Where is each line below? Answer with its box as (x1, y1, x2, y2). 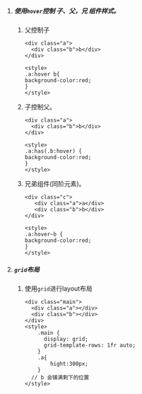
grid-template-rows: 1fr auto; (43, 342, 136, 349)
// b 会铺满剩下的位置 (30, 373, 90, 381)
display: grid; (43, 335, 88, 342)
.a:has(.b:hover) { (24, 147, 83, 155)
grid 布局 (13, 265, 40, 274)
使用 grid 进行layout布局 (24, 284, 93, 293)
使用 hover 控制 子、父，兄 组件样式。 (13, 6, 120, 15)
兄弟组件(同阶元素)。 (24, 179, 85, 187)
